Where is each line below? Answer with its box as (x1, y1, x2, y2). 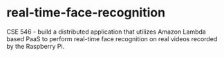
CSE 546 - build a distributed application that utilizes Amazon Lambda (6, 27, 207, 36)
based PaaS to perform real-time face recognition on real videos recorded (6, 34, 218, 43)
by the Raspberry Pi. (6, 42, 65, 50)
